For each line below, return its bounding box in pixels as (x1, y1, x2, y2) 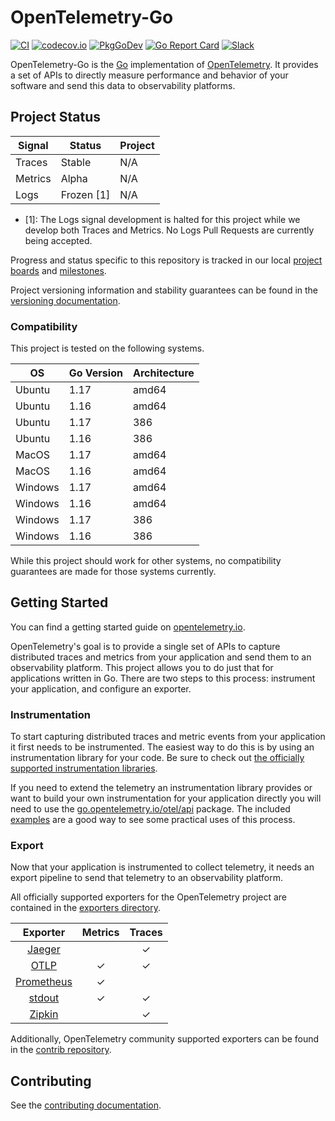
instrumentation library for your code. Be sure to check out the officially (10, 752, 305, 764)
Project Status (10, 109, 102, 126)
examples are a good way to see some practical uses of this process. (10, 814, 296, 826)
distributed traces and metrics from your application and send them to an (10, 651, 312, 663)
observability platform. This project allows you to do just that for (10, 661, 274, 673)
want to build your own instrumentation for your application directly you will (10, 792, 322, 805)
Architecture (132, 366, 195, 380)
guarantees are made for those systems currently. (10, 566, 217, 578)
